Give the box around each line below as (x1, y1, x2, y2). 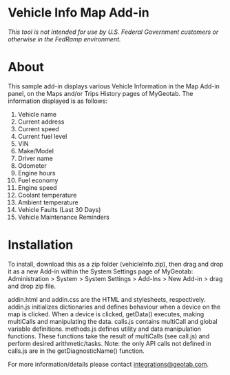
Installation (8, 237, 74, 253)
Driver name (17, 154, 54, 162)
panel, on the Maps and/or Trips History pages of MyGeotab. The (8, 89, 194, 97)
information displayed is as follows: (8, 97, 108, 105)
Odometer (17, 161, 47, 170)
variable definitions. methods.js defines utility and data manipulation (8, 325, 202, 333)
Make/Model (17, 146, 54, 155)
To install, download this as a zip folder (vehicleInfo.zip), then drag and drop (8, 260, 224, 268)
